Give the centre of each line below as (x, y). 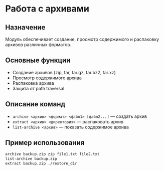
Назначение (25, 27)
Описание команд (35, 104)
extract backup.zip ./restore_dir (41, 163)
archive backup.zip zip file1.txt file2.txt (52, 154)
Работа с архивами (47, 9)
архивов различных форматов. (38, 45)
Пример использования (45, 143)
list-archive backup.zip (31, 159)
